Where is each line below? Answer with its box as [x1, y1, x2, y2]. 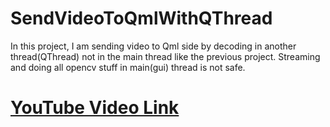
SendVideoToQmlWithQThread [10, 7, 273, 30]
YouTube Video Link [10, 97, 180, 119]
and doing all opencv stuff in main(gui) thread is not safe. [10, 61, 246, 73]
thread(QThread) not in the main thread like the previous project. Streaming [10, 50, 321, 62]
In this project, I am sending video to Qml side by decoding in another [10, 40, 297, 52]
